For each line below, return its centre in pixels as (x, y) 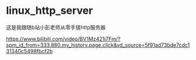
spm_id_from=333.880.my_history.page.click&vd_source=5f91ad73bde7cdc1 (98, 45)
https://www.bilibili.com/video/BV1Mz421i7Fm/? (63, 39)
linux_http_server (50, 11)
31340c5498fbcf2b (29, 51)
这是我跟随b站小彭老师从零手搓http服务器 (56, 27)
